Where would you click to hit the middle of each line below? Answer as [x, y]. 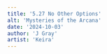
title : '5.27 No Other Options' [54, 14]
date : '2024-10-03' [36, 27]
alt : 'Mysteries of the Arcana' [54, 20]
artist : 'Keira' [31, 40]
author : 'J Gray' [33, 33]
